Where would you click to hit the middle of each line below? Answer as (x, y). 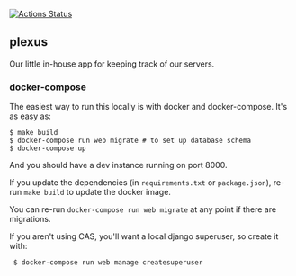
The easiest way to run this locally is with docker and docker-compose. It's (148, 107)
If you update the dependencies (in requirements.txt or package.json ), (140, 183)
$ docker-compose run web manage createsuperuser (108, 263)
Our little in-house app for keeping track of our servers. (112, 64)
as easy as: (30, 116)
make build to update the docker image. (97, 192)
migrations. (30, 219)
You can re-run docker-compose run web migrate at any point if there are (143, 209)
